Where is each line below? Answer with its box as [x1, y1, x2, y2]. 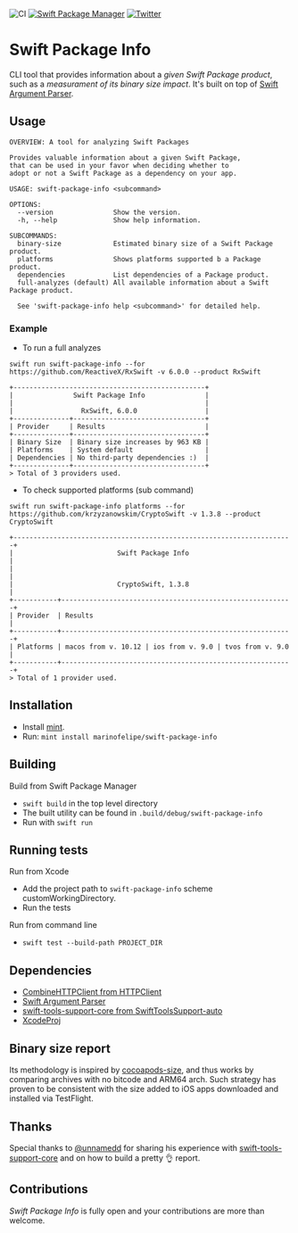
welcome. [9, 1214, 46, 1226]
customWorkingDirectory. [21, 893, 117, 904]
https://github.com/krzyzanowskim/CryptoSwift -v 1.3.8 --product [9, 509, 261, 519]
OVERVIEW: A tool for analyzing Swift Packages [9, 137, 190, 146]
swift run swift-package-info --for [9, 360, 145, 369]
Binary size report [9, 1040, 112, 1056]
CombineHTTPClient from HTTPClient [21, 987, 162, 997]
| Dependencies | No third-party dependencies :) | [9, 453, 210, 463]
